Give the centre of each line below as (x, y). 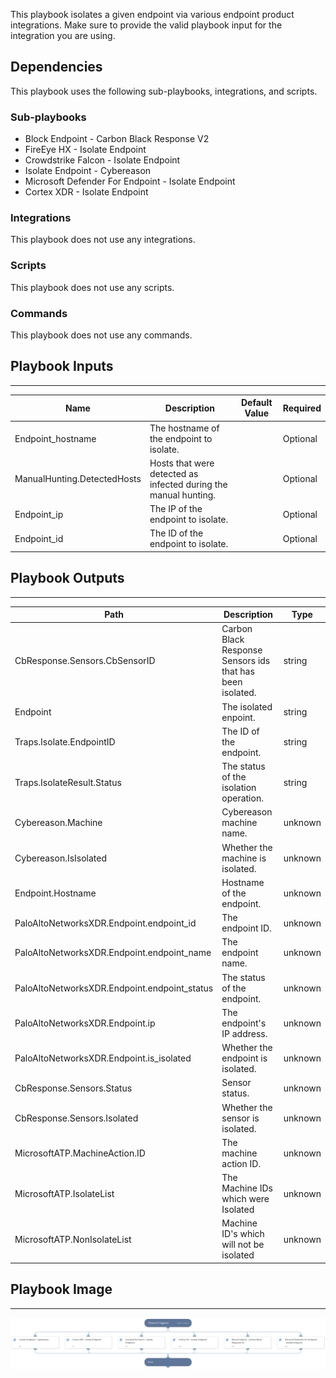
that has (238, 671)
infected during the (188, 484)
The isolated (247, 706)
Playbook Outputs (67, 578)
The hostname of (184, 428)
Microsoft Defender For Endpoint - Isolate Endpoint (130, 181)
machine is (244, 858)
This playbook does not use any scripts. (92, 287)
